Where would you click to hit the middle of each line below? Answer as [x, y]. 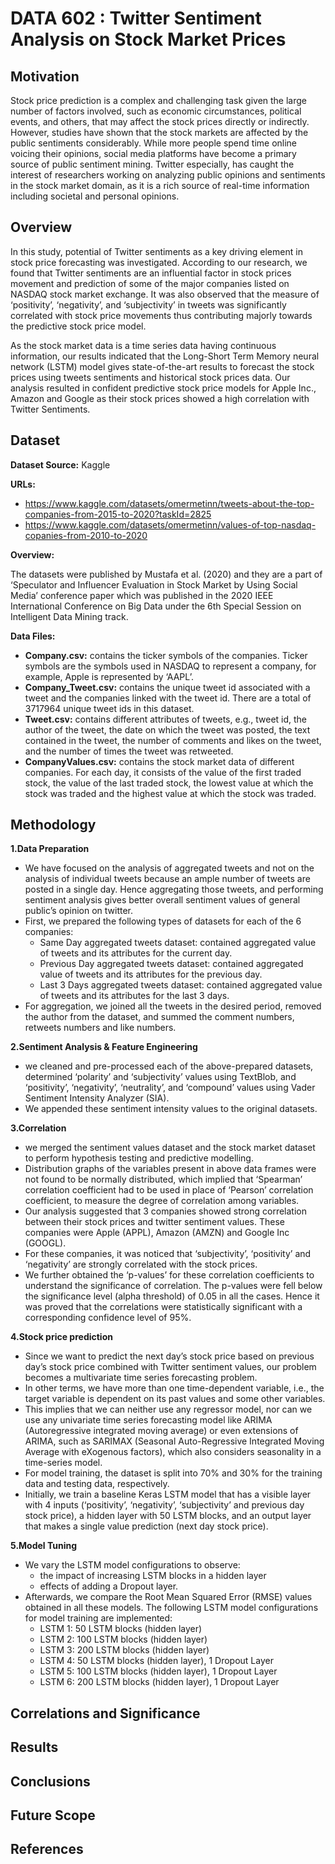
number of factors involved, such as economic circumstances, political [156, 111]
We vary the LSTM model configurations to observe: [132, 1565]
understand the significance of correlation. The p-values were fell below [173, 1286]
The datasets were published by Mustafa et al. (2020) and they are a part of [166, 574]
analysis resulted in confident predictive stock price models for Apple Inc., [163, 388]
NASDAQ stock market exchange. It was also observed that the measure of [165, 294]
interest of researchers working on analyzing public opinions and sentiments [168, 175]
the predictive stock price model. [78, 326]
